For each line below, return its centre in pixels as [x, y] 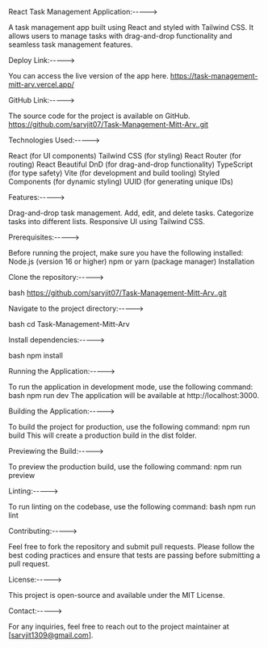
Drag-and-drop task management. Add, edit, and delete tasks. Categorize [131, 213]
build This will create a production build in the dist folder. [103, 435]
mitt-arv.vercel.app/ [42, 85]
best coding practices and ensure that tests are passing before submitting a [134, 555]
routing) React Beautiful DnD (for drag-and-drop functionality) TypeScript [131, 164]
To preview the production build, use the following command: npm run [125, 467]
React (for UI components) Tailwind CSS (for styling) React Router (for [125, 156]
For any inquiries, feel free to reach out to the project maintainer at [119, 627]
